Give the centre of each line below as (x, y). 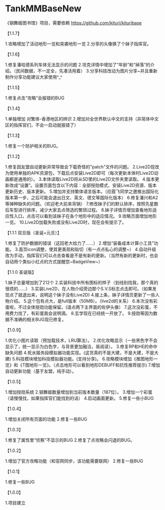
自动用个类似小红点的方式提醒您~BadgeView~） (54, 261)
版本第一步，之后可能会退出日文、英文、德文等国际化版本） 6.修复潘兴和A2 (82, 197)
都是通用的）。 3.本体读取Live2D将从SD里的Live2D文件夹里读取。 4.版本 (82, 179)
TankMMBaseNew (43, 9)
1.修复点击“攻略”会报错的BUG (35, 98)
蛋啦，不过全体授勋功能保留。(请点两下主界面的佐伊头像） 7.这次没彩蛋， (79, 307)
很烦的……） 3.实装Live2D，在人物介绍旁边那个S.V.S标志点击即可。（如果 (79, 288)
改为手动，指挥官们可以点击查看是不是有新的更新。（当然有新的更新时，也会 (82, 255)
